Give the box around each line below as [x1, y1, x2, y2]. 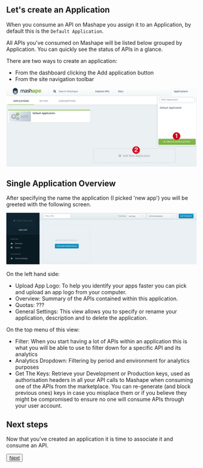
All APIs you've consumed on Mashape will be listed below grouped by [6, 39, 182, 46]
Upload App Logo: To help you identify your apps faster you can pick [14, 282, 187, 289]
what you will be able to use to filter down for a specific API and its [14, 344, 181, 351]
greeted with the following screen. [6, 201, 92, 208]
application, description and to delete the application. [14, 314, 148, 321]
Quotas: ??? [14, 301, 45, 308]
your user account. [14, 402, 62, 409]
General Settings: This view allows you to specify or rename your [14, 308, 177, 315]
